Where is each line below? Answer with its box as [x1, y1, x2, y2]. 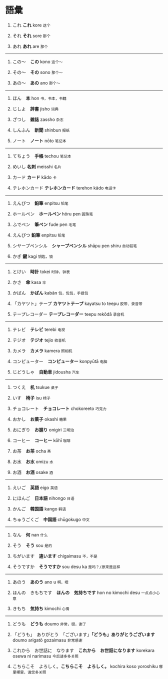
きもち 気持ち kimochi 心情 [12, 605, 69, 611]
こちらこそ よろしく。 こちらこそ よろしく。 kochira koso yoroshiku [12, 663, 158, 669]
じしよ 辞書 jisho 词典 [12, 105, 59, 111]
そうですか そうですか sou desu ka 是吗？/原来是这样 [12, 563, 120, 569]
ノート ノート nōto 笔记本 [12, 137, 66, 143]
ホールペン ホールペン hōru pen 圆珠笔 [12, 210, 93, 216]
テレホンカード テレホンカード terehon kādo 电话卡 [12, 184, 116, 190]
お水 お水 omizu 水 [12, 458, 53, 464]
